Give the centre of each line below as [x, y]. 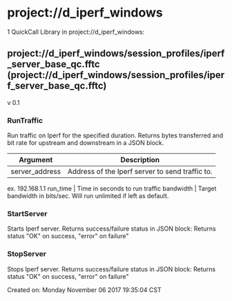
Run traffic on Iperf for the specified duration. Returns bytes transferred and [115, 135]
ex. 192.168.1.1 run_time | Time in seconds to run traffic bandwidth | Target [112, 188]
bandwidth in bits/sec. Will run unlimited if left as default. [88, 196]
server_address [36, 172]
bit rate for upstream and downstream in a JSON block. [86, 143]
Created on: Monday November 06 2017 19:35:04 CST [84, 290]
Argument [36, 160]
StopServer [27, 254]
